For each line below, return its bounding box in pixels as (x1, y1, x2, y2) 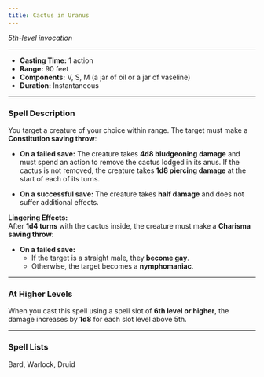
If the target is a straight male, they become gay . (31, 253, 190, 262)
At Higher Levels (8, 288, 73, 299)
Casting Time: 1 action (19, 56, 93, 65)
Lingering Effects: (8, 213, 68, 222)
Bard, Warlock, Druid (8, 359, 76, 369)
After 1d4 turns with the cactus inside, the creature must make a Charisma (8, 221, 251, 230)
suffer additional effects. (19, 197, 100, 207)
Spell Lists (8, 342, 49, 353)
